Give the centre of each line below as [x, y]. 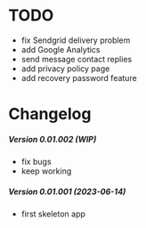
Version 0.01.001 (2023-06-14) [67, 191]
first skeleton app [53, 214]
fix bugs [36, 162]
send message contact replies [77, 59]
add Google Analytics [61, 49]
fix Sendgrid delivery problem [76, 40]
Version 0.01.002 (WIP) [53, 139]
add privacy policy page [65, 69]
